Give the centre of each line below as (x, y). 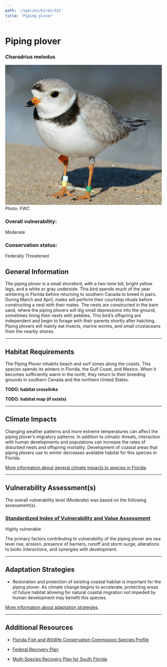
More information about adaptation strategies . (52, 607)
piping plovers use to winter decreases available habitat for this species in (81, 452)
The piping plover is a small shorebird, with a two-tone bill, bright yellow (79, 284)
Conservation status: (31, 245)
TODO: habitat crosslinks (32, 390)
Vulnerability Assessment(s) (50, 488)
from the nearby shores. (30, 331)
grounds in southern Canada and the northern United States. (67, 380)
